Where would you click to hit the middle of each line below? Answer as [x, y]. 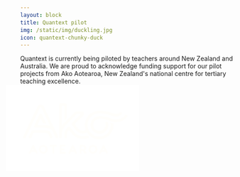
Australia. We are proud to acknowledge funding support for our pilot [121, 66]
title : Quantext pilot [54, 22]
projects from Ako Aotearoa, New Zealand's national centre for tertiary [123, 74]
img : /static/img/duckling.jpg [66, 30]
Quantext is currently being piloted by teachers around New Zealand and [127, 59]
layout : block [41, 15]
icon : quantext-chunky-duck [62, 38]
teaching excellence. [50, 81]
